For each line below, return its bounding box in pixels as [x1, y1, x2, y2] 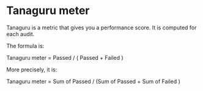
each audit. [6, 30, 35, 37]
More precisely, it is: [6, 65, 57, 73]
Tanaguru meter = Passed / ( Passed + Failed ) [6, 54, 124, 61]
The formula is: [6, 42, 45, 49]
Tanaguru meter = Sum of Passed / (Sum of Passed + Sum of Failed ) [6, 78, 180, 85]
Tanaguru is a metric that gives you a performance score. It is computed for [6, 24, 197, 31]
